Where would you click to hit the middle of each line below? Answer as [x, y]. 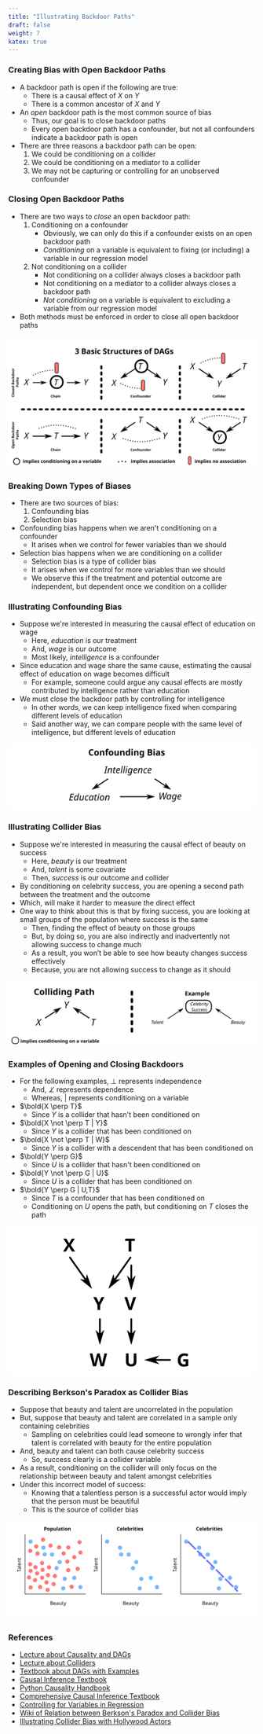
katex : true [27, 42]
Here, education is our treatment [84, 641]
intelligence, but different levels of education [103, 733]
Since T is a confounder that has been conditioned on [118, 1198]
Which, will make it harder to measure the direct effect [107, 902]
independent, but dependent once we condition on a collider [129, 586]
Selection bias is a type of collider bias [94, 561]
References [31, 1637]
